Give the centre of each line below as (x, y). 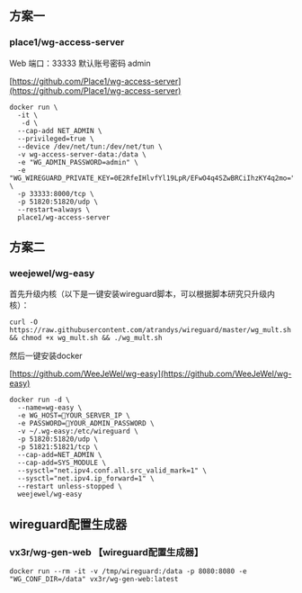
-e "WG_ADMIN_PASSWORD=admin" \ (78, 162)
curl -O (24, 322)
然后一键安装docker (46, 356)
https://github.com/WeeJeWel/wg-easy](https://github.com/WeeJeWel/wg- (152, 374)
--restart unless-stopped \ (70, 487)
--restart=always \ (54, 210)
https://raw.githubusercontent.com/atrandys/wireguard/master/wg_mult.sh (151, 330)
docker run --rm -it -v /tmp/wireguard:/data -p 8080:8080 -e (128, 571)
